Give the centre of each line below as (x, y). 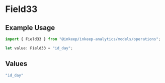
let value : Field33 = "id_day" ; (39, 48)
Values (16, 64)
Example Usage (30, 28)
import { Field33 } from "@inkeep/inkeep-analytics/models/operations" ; (83, 39)
